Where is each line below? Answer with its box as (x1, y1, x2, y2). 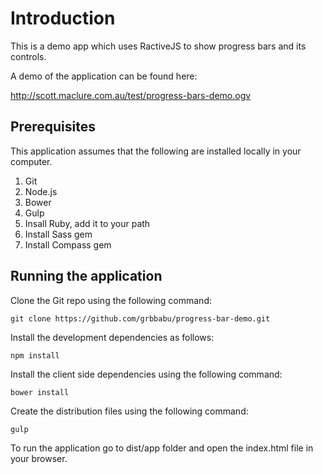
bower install (10, 387, 70, 397)
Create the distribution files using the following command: (10, 405, 249, 417)
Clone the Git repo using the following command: (10, 294, 212, 306)
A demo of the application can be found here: (10, 70, 198, 82)
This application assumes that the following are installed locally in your (10, 145, 302, 157)
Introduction (10, 7, 116, 30)
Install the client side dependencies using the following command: (10, 368, 283, 380)
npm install (10, 350, 60, 361)
